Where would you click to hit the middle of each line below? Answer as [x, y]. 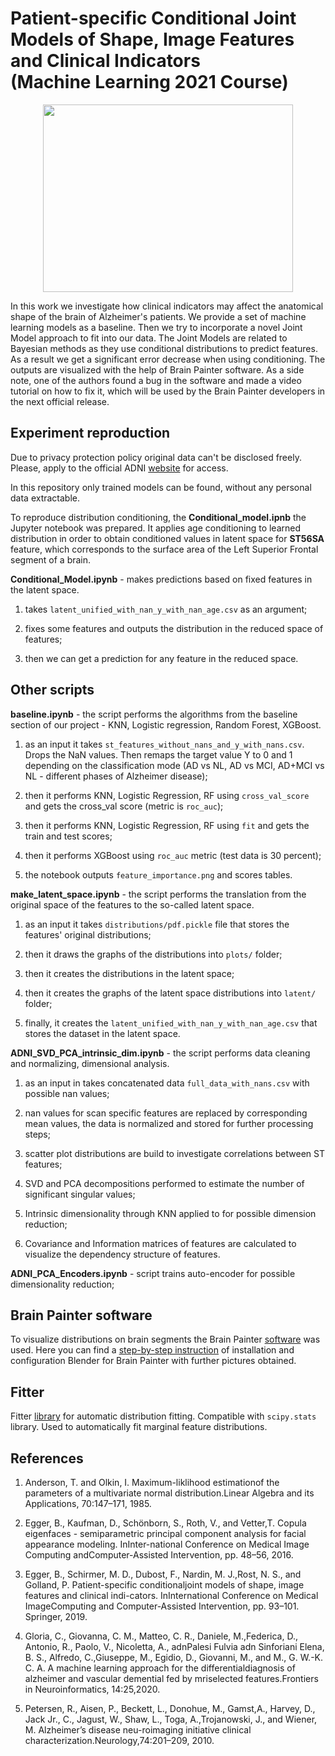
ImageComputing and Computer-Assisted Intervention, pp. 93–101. [162, 1606]
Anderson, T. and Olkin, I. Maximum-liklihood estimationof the [152, 1482]
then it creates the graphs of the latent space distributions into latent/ [170, 993]
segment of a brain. [51, 559]
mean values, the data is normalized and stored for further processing [169, 1123]
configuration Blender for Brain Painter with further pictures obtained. [153, 1361]
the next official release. [60, 401]
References [47, 1458]
